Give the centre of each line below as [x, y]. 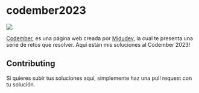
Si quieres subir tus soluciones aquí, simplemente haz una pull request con [99, 78]
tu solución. [21, 84]
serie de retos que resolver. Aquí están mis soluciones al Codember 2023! [98, 44]
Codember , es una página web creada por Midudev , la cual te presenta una [100, 38]
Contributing [31, 64]
